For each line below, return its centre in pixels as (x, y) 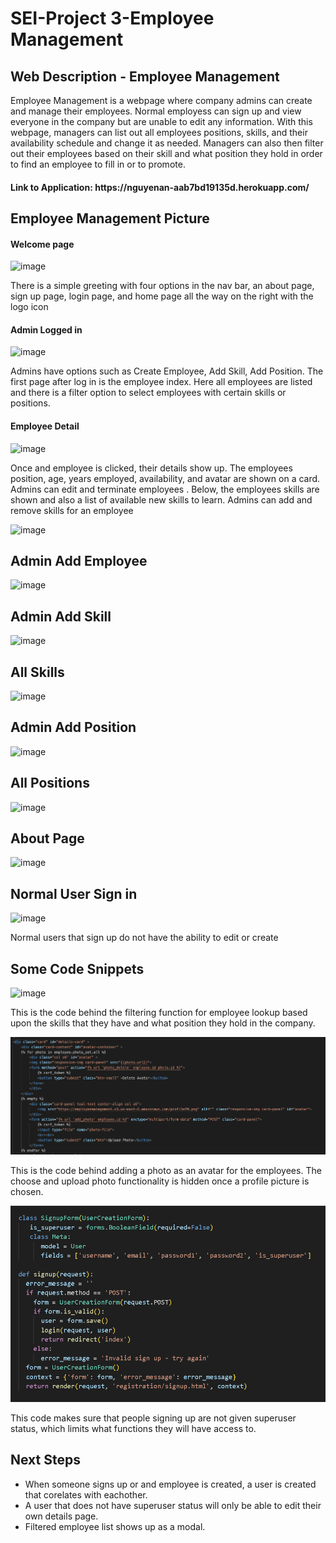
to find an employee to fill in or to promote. (98, 164)
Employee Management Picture (110, 218)
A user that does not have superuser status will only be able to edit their (173, 1505)
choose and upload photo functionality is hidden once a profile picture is (160, 1181)
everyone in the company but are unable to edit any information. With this (161, 121)
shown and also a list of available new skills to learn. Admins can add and (161, 499)
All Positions (50, 783)
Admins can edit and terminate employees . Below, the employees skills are (165, 489)
